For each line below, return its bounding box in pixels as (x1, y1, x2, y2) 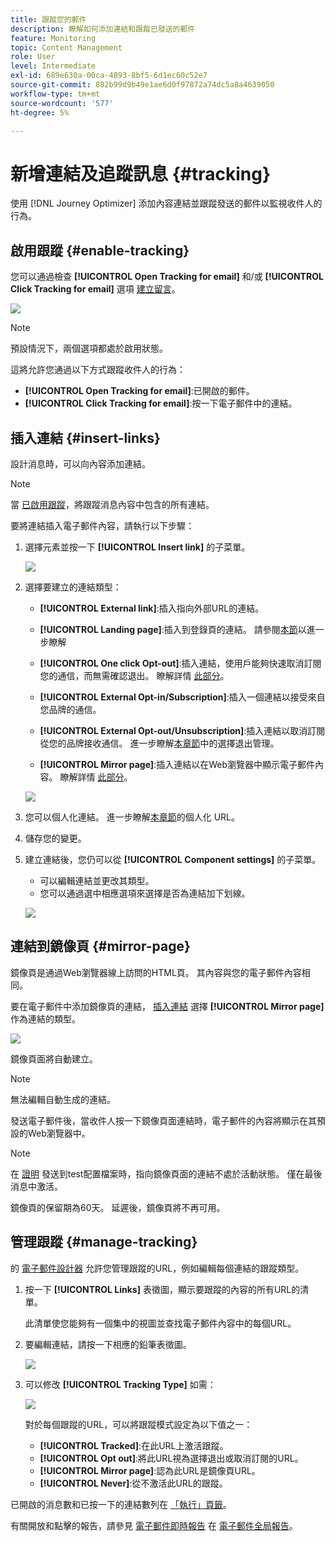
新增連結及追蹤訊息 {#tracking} (10, 162, 272, 185)
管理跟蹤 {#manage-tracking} (10, 1234, 198, 1251)
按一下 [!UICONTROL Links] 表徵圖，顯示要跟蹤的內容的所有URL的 (24, 1283, 301, 1295)
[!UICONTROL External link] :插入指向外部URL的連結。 (39, 602, 265, 614)
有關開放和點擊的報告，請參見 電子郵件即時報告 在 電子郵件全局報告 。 (10, 1519, 298, 1531)
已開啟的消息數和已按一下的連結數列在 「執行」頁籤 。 (10, 1498, 232, 1510)
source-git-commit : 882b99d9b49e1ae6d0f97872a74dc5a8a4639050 (10, 80, 275, 90)
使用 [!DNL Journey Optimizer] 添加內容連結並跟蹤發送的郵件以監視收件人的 (10, 197, 323, 210)
